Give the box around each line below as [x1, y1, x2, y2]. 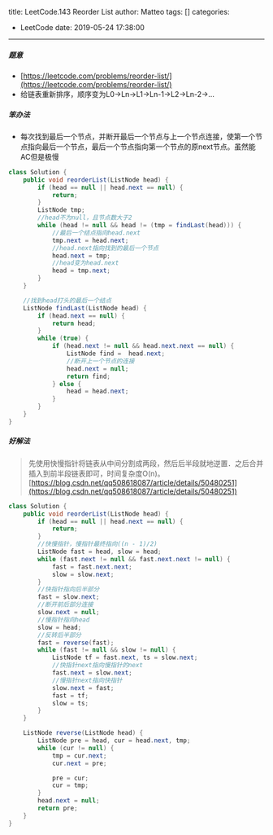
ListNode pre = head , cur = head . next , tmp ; [37, 736, 191, 745]
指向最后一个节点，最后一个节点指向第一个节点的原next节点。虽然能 [27, 142, 256, 152]
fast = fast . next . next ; [51, 562, 132, 571]
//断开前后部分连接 [37, 600, 93, 609]
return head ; [51, 319, 96, 327]
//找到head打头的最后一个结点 [23, 297, 112, 305]
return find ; [66, 372, 111, 380]
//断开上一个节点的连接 [66, 357, 135, 365]
